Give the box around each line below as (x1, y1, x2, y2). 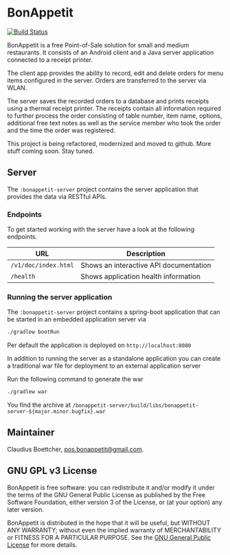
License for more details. (7, 541, 78, 549)
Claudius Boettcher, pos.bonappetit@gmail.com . (7, 445, 144, 453)
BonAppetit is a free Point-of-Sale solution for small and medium (7, 41, 190, 49)
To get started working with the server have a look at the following (7, 225, 194, 233)
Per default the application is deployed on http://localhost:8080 (7, 341, 192, 349)
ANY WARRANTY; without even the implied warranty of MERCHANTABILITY (7, 525, 222, 534)
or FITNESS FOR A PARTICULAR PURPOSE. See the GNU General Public (7, 533, 211, 541)
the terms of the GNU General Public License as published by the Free (7, 490, 206, 499)
